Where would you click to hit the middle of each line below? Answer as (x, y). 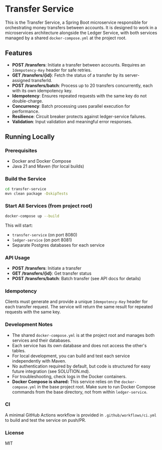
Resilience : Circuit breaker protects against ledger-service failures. (79, 116)
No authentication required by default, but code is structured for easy (81, 366)
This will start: (19, 225)
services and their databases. (42, 340)
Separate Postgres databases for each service (58, 245)
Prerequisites (21, 150)
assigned (21, 80)
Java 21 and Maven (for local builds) (48, 167)
